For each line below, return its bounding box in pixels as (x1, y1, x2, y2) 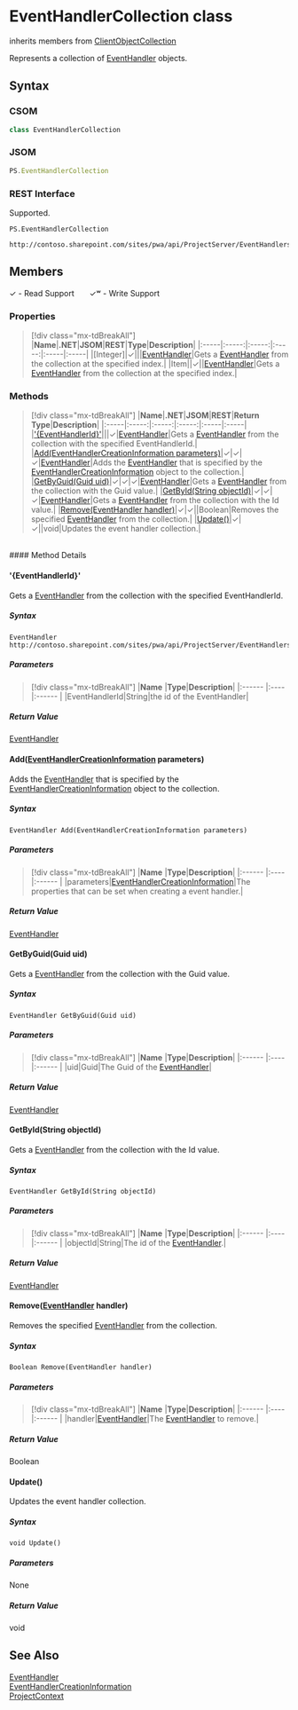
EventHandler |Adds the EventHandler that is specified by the (40, 457, 263, 468)
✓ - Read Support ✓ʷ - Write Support (9, 288, 160, 298)
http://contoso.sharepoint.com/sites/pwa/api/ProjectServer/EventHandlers (9, 240, 292, 249)
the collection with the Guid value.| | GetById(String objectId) (30, 485, 252, 496)
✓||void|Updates (30, 524, 93, 534)
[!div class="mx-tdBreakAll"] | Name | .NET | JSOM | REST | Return (30, 410, 260, 421)
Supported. (9, 207, 51, 218)
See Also (9, 1648, 59, 1663)
